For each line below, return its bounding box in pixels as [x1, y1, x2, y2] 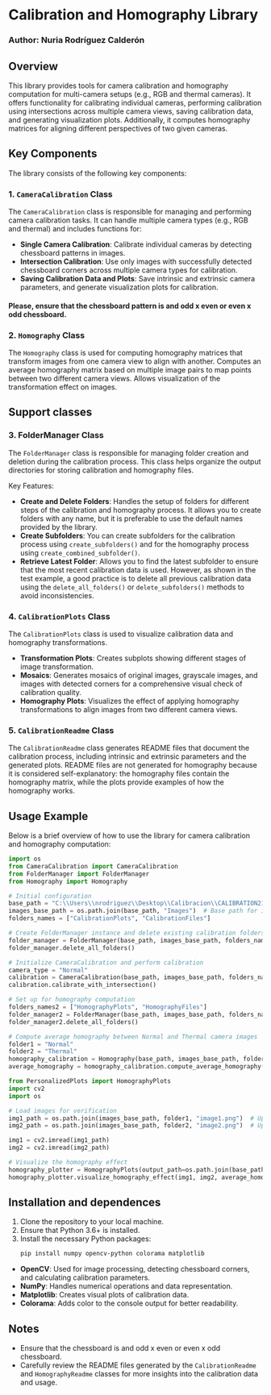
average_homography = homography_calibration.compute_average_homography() [8, 1063, 269, 1071]
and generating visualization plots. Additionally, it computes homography [8, 115, 251, 124]
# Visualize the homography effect [8, 1159, 128, 1167]
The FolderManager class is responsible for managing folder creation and [8, 448, 249, 457]
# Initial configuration [8, 892, 92, 900]
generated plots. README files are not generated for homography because [8, 760, 258, 770]
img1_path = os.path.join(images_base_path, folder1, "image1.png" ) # [8, 1114, 254, 1122]
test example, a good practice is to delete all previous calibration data [19, 573, 252, 583]
